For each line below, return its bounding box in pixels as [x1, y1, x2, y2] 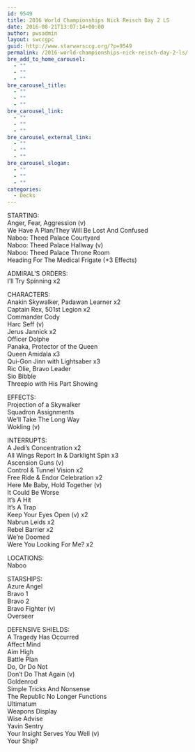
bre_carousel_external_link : [7, 133, 92, 140]
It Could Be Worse [7, 489, 59, 497]
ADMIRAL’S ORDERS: [7, 270, 68, 278]
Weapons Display [7, 707, 58, 716]
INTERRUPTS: [7, 436, 47, 444]
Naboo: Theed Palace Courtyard [7, 233, 100, 242]
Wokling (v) [7, 423, 40, 431]
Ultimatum [7, 700, 37, 708]
